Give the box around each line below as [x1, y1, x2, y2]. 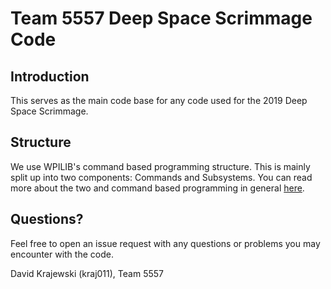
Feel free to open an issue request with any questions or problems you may [10, 237, 321, 249]
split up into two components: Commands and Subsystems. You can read [10, 171, 313, 183]
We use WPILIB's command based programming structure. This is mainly [10, 160, 311, 172]
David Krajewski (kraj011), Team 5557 [10, 267, 164, 279]
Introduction [10, 68, 90, 85]
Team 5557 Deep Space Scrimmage [10, 7, 313, 30]
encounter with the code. [10, 248, 114, 260]
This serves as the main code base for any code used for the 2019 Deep [10, 95, 308, 106]
